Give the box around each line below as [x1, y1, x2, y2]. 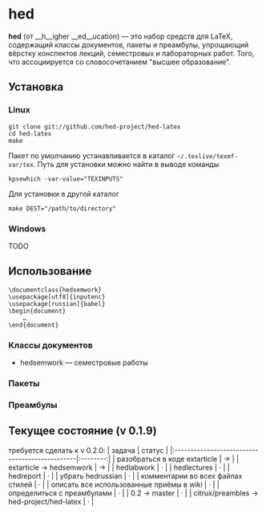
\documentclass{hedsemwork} [8, 286, 103, 294]
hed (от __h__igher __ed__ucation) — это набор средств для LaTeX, [8, 31, 233, 41]
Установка [8, 80, 64, 94]
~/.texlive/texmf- [176, 152, 239, 161]
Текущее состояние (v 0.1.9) [8, 424, 158, 438]
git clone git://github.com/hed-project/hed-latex [8, 122, 181, 131]
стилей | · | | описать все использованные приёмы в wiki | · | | [8, 479, 220, 489]
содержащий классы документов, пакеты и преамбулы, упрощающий [8, 39, 249, 49]
